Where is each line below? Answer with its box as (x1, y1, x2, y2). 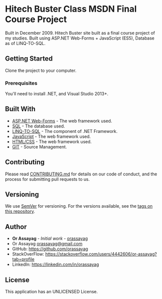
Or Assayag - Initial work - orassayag (12, 235, 88, 241)
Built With (5, 105, 36, 113)
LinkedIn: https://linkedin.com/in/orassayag (12, 261, 99, 267)
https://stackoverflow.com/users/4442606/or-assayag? (45, 251, 157, 257)
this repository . (5, 209, 36, 214)
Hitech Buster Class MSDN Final (5, 3, 137, 15)
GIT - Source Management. (12, 144, 67, 149)
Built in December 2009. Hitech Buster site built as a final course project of (5, 30, 155, 36)
